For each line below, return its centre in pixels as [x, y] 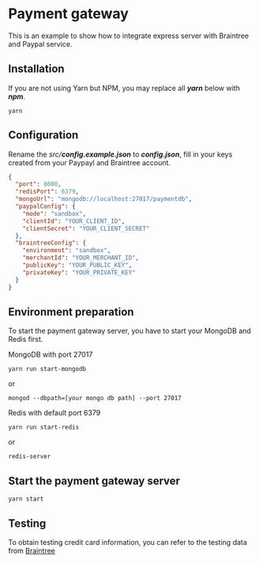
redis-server [30, 457]
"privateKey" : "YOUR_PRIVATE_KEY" [79, 272]
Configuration [43, 135]
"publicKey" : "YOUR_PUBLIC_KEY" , [77, 266]
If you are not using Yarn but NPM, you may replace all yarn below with [124, 88]
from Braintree [32, 551]
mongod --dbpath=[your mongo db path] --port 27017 [95, 399]
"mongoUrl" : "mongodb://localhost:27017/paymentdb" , [104, 199]
